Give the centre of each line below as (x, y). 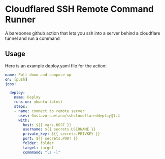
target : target (38, 148)
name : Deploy (27, 97)
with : (24, 120)
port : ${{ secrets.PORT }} (50, 139)
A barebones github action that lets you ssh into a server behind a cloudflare (83, 33)
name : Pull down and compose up (38, 75)
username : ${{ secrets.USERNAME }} (59, 129)
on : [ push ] (16, 79)
